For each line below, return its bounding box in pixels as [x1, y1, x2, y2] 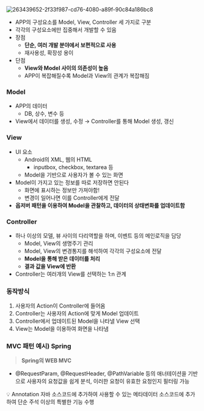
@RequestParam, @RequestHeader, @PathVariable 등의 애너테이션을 [15, 370, 187, 377]
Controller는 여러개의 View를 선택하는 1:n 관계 [15, 270, 126, 277]
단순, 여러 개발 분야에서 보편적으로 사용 [24, 42, 117, 48]
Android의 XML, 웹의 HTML [24, 156, 93, 163]
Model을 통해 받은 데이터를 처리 [24, 255, 101, 262]
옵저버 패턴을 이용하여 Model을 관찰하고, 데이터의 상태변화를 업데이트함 [15, 202, 185, 209]
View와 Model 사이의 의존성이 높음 [24, 64, 109, 72]
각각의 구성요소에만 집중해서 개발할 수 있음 [15, 26, 117, 33]
